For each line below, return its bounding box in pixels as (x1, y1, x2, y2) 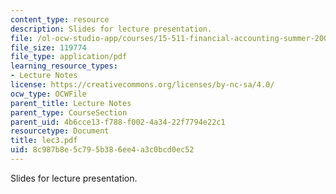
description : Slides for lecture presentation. (10, 24, 213, 34)
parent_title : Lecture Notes (10, 98, 132, 108)
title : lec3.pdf (10, 136, 78, 146)
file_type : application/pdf (10, 52, 128, 62)
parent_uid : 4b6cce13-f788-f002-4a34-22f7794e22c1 (10, 117, 226, 127)
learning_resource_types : (10, 61, 118, 71)
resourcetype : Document (10, 126, 110, 136)
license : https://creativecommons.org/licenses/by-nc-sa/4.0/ (10, 80, 275, 90)
